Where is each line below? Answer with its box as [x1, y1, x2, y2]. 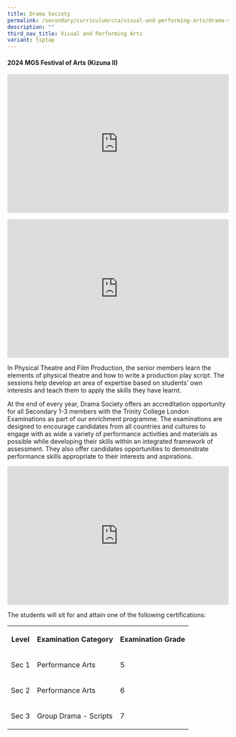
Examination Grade [119, 635, 185, 645]
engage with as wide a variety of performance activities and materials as [7, 430, 218, 438]
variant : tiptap [7, 37, 55, 44]
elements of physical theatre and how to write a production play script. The [7, 371, 225, 380]
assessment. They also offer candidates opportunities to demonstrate [7, 445, 209, 453]
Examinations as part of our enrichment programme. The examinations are [7, 415, 223, 423]
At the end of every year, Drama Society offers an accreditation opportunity [7, 400, 226, 409]
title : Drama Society [7, 10, 71, 18]
